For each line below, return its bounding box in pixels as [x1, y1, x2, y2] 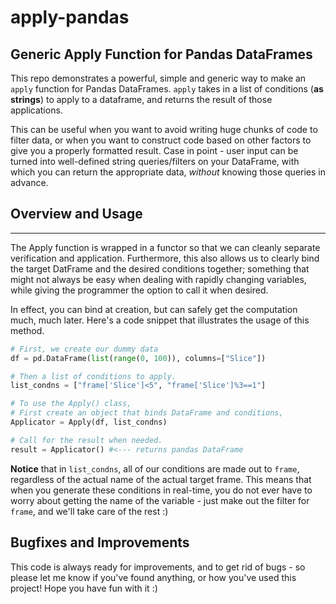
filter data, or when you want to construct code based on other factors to [10, 134, 312, 146]
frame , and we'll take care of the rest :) [10, 505, 169, 517]
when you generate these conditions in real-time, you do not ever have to [10, 484, 313, 496]
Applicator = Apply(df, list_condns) [10, 417, 168, 428]
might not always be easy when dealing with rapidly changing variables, [10, 273, 307, 285]
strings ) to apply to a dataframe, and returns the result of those [10, 94, 273, 105]
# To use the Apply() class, [10, 399, 132, 409]
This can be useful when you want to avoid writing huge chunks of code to [10, 124, 318, 135]
